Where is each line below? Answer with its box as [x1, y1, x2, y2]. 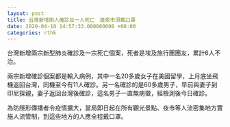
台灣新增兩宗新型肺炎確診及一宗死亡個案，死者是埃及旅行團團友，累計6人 [7, 49, 215, 57]
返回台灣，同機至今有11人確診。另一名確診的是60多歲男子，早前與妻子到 [12, 80, 218, 89]
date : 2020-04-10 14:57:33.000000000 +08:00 [7, 23, 136, 30]
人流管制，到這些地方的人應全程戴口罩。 [12, 113, 127, 121]
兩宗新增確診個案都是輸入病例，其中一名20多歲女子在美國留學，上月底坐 [7, 72, 213, 80]
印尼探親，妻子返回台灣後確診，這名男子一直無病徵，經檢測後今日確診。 [7, 89, 211, 97]
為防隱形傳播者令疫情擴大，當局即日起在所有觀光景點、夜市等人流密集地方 [7, 104, 217, 112]
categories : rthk [7, 29, 57, 36]
